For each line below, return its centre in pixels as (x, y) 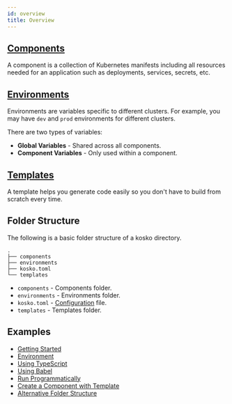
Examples (29, 332)
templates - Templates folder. (60, 310)
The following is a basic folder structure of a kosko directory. (94, 238)
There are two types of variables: (55, 132)
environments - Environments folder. (69, 295)
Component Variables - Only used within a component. (97, 153)
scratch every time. (35, 199)
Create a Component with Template (68, 386)
